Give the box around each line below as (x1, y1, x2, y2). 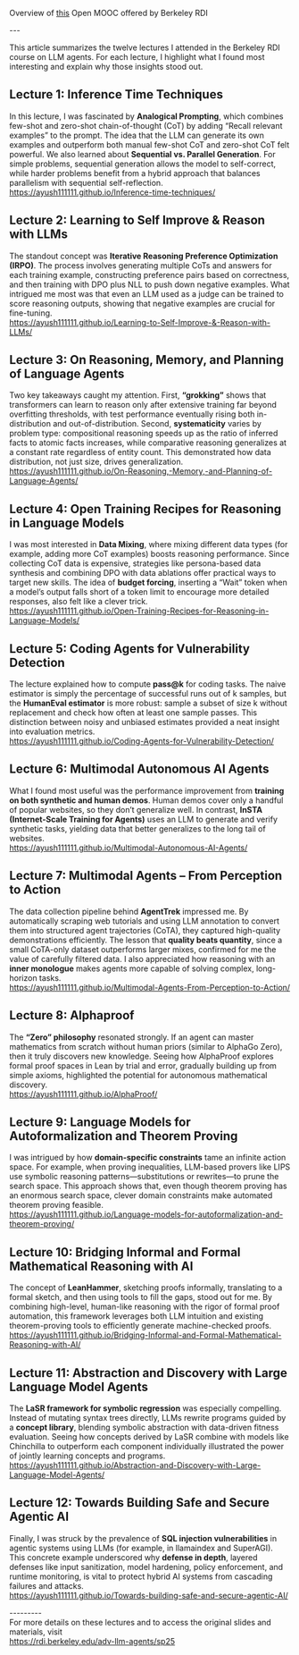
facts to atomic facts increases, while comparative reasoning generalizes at (9, 437, 287, 448)
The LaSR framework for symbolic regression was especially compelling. (9, 1403, 282, 1414)
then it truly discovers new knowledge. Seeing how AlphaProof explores (9, 1051, 274, 1061)
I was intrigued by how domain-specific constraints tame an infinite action (9, 1153, 287, 1163)
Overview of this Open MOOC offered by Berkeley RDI (9, 8, 208, 18)
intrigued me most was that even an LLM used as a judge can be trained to (9, 288, 284, 299)
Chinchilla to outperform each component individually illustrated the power (9, 1440, 284, 1451)
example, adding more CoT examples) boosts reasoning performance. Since (9, 549, 290, 560)
